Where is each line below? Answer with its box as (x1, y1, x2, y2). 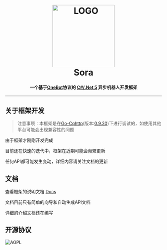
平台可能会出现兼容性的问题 (17, 126, 75, 133)
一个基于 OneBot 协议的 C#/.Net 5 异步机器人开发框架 (29, 84, 138, 90)
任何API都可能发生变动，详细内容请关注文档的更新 (5, 158, 108, 164)
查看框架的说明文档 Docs (5, 189, 56, 195)
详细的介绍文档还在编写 (5, 210, 53, 216)
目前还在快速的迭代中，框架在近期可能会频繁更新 (5, 148, 105, 154)
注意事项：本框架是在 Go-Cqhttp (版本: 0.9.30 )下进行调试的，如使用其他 (17, 121, 162, 126)
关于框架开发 (5, 106, 45, 115)
